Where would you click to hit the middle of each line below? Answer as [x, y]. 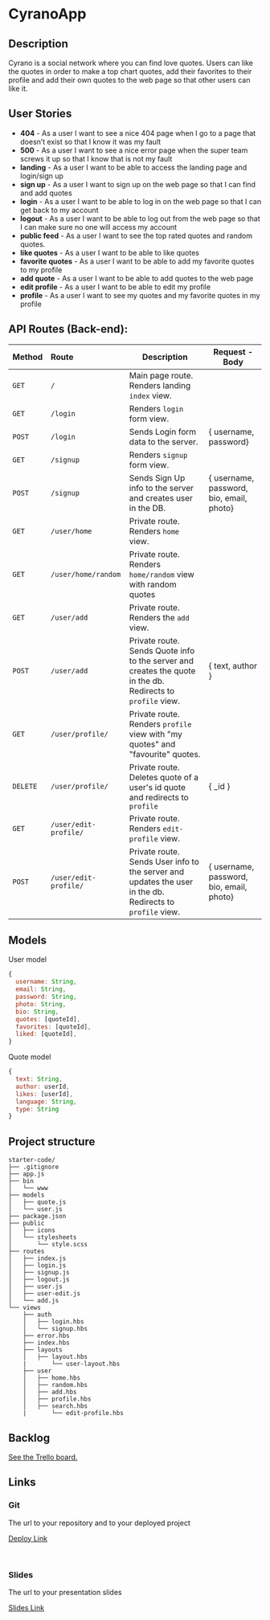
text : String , [39, 1079]
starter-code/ [32, 1160]
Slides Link [27, 1607]
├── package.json [37, 1217]
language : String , [47, 1102]
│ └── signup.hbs [55, 1329]
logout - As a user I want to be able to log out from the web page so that [140, 219]
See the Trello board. [43, 1457]
